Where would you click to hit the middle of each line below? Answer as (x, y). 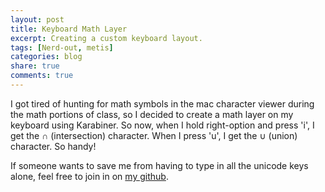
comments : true (42, 76)
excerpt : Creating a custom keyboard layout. (106, 38)
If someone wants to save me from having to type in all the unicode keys (159, 165)
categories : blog (46, 57)
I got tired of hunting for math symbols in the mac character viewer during (162, 103)
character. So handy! (53, 146)
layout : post (37, 19)
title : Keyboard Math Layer (69, 29)
